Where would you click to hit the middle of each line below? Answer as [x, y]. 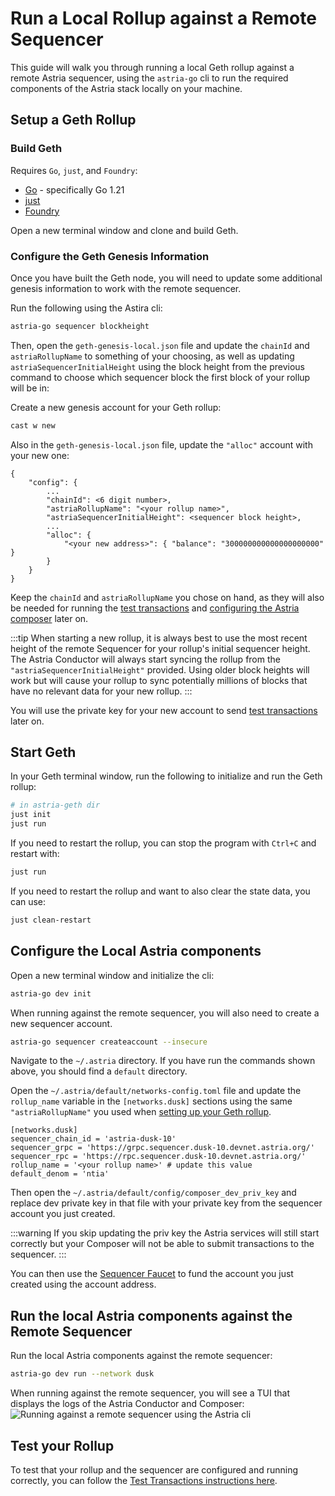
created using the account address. [83, 1284]
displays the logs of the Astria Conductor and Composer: [127, 1404]
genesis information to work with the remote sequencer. [126, 288]
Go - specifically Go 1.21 [74, 189]
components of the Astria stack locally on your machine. [126, 88]
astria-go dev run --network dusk [82, 1374]
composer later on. [49, 618]
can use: [28, 901]
